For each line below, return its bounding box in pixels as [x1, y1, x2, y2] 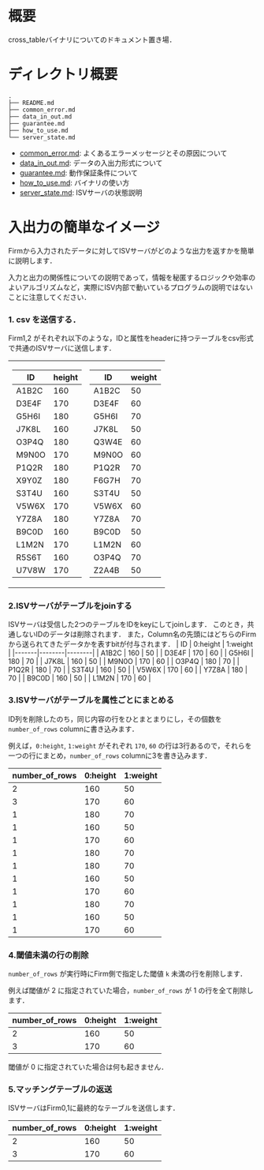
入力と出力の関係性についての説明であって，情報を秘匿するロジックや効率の [8, 272, 256, 282]
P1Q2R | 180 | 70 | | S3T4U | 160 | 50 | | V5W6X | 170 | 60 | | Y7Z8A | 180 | [8, 665, 248, 675]
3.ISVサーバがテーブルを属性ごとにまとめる [8, 695, 175, 706]
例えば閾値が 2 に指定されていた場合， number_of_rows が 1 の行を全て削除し [8, 986, 254, 995]
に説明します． [8, 256, 57, 265]
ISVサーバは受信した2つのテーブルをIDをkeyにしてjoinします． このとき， [8, 620, 247, 629]
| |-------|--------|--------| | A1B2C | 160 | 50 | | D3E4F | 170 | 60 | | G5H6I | [8, 648, 254, 658]
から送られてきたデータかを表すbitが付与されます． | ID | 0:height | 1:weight [8, 639, 254, 649]
